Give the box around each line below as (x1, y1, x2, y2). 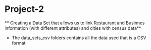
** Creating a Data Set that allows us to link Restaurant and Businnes (4, 20, 145, 26)
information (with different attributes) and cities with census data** (4, 25, 142, 31)
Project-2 (4, 3, 44, 15)
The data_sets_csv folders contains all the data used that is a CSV (11, 35, 147, 41)
